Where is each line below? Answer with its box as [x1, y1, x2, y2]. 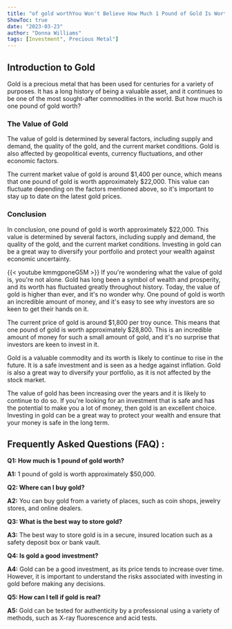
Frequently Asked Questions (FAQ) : [7, 438, 165, 450]
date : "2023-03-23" [7, 23, 64, 30]
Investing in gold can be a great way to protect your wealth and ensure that [7, 411, 221, 419]
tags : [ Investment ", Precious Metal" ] [7, 36, 119, 43]
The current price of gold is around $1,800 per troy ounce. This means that [7, 318, 220, 326]
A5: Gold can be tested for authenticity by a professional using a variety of [7, 606, 220, 615]
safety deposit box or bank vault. [7, 538, 101, 547]
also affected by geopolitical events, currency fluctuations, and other [7, 149, 204, 158]
